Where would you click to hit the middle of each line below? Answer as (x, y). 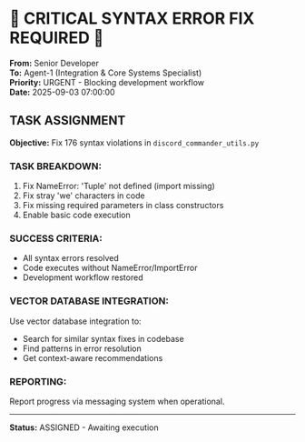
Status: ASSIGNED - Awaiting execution (84, 427)
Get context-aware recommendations (93, 357)
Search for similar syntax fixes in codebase (103, 338)
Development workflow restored (83, 277)
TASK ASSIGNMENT (68, 121)
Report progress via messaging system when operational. (117, 401)
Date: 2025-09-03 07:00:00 (62, 92)
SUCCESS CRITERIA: (56, 238)
